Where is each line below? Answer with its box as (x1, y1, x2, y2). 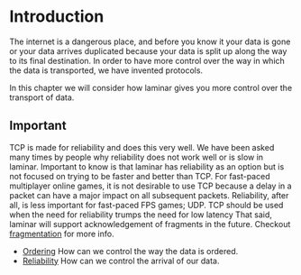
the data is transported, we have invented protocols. (9, 65, 204, 76)
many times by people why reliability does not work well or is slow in (9, 151, 264, 162)
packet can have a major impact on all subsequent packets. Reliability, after (9, 189, 289, 200)
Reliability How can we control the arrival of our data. (22, 255, 220, 266)
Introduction (9, 6, 105, 27)
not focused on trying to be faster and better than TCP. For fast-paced (9, 170, 270, 181)
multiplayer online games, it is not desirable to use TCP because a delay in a (9, 180, 292, 191)
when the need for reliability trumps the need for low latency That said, (9, 209, 273, 220)
